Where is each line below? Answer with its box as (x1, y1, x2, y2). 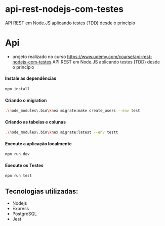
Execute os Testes (5, 162, 43, 168)
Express (12, 206, 29, 212)
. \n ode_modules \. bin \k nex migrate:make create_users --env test (5, 108, 140, 113)
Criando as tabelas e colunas (5, 119, 66, 125)
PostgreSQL (12, 211, 37, 217)
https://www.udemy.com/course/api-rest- (67, 54, 152, 59)
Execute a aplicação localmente (5, 140, 72, 147)
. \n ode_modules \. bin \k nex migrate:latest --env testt (5, 130, 119, 135)
